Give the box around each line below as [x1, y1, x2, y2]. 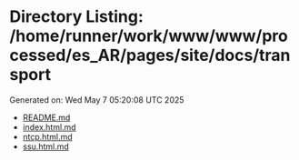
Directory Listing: [9, 6, 144, 27]
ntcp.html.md [22, 131, 73, 142]
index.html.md [22, 121, 76, 133]
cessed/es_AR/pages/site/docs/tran [9, 45, 291, 65]
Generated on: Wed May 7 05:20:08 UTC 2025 [9, 94, 184, 105]
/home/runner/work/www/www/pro [9, 25, 288, 46]
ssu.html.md [22, 141, 70, 152]
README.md [22, 112, 71, 123]
